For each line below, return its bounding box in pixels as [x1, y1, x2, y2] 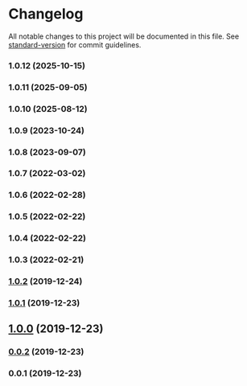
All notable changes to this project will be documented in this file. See [8, 31, 240, 41]
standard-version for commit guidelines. [8, 39, 142, 49]
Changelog [8, 5, 84, 23]
